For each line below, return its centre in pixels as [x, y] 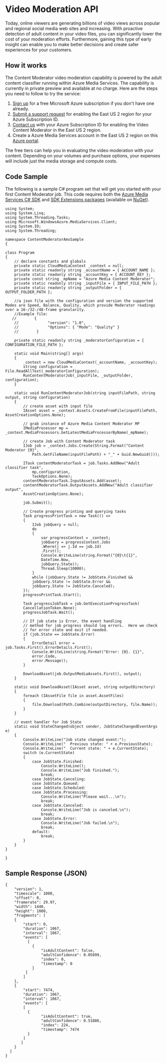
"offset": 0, [28, 898]
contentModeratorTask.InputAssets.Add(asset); [72, 481]
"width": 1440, [30, 907]
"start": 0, [36, 924]
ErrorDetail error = [53, 643]
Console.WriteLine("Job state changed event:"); [75, 740]
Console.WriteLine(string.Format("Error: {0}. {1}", [88, 652]
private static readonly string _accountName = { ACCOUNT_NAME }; [85, 270]
